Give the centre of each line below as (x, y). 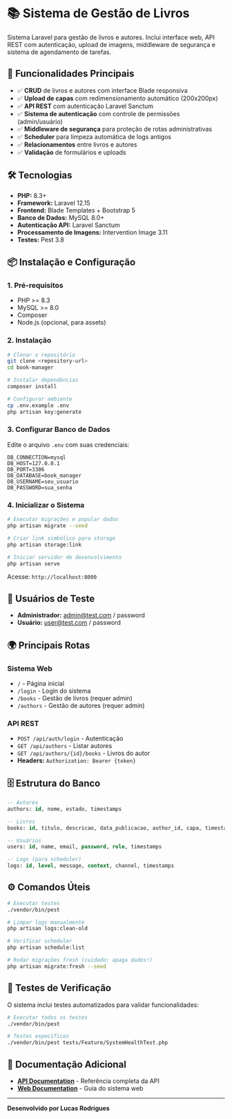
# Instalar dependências (43, 380)
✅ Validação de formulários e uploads (71, 152)
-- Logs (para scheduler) (44, 859)
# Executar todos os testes (48, 1017)
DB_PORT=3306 (26, 469)
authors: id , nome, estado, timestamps (65, 809)
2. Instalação (29, 340)
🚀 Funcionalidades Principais (71, 74)
